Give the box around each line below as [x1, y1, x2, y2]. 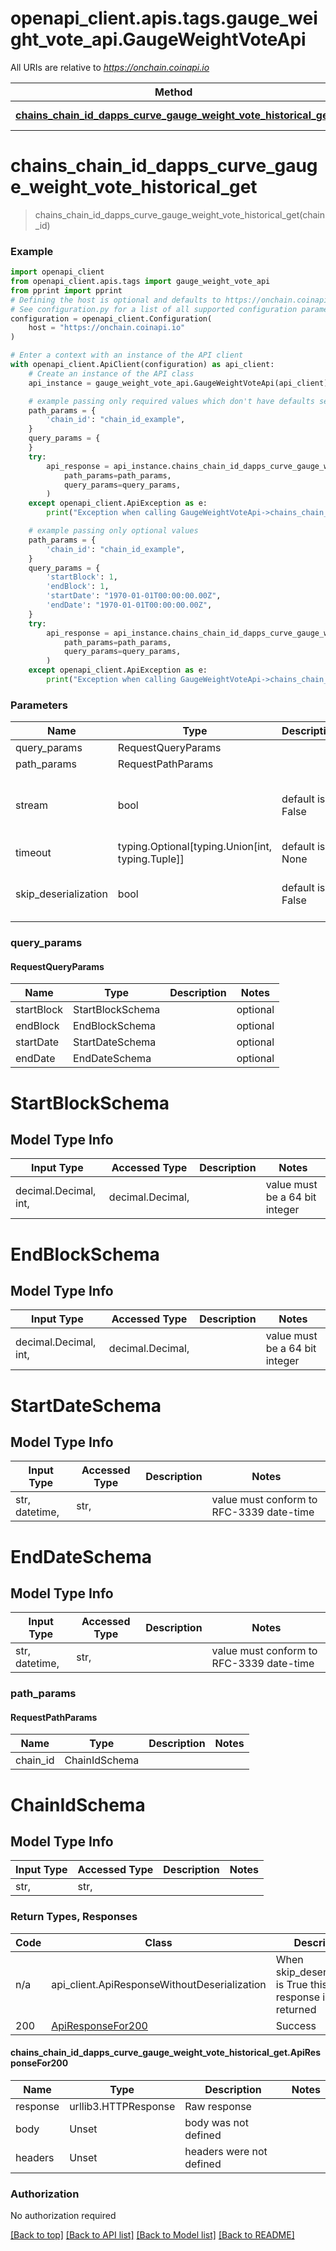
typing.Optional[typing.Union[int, [117, 840, 273, 854]
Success [275, 2018, 317, 2032]
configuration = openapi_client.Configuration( [10, 313, 213, 324]
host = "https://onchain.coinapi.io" [28, 323, 186, 333]
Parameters [10, 698, 68, 712]
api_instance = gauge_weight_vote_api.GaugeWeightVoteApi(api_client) [28, 378, 329, 388]
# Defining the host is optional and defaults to [10, 295, 222, 305]
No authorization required [10, 2210, 117, 2222]
